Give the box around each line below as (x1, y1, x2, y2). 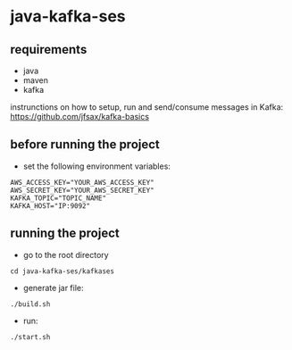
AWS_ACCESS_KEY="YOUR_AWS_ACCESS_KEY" (10, 178, 154, 187)
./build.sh (10, 299, 51, 309)
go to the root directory (22, 249, 110, 260)
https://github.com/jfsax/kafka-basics (10, 112, 150, 121)
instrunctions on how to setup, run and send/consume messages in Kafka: (10, 102, 284, 112)
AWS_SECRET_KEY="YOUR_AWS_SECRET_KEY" (10, 186, 154, 195)
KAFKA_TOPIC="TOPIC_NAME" (10, 194, 106, 203)
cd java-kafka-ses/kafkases (10, 266, 115, 276)
